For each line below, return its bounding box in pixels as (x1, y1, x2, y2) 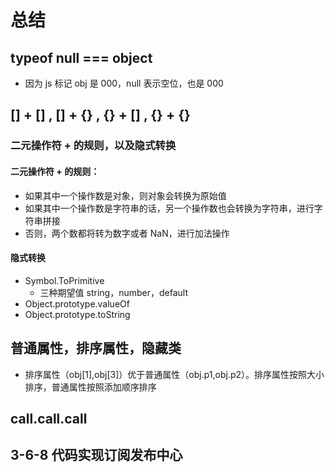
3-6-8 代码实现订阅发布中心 (10, 447, 183, 464)
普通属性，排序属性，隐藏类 (10, 340, 182, 357)
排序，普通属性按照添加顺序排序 (24, 381, 157, 393)
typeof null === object (10, 49, 153, 66)
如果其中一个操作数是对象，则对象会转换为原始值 (24, 189, 227, 201)
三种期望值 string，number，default (39, 286, 188, 298)
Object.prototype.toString (24, 308, 131, 320)
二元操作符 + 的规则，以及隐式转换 (10, 139, 177, 153)
